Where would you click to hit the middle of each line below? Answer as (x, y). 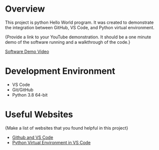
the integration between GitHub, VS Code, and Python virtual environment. (80, 27)
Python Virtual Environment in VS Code (51, 142)
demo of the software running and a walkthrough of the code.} (68, 42)
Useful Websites (39, 115)
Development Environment (60, 71)
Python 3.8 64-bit (30, 95)
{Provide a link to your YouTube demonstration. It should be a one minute (78, 37)
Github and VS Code (33, 137)
